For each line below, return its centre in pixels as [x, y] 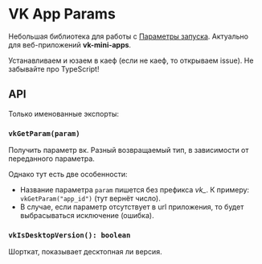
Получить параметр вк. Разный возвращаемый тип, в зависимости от [129, 151]
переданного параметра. [51, 159]
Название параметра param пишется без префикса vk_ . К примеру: [135, 190]
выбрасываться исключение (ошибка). [87, 216]
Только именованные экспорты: [63, 113]
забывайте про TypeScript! [54, 68]
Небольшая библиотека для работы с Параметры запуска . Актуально [129, 36]
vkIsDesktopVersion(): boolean [70, 235]
